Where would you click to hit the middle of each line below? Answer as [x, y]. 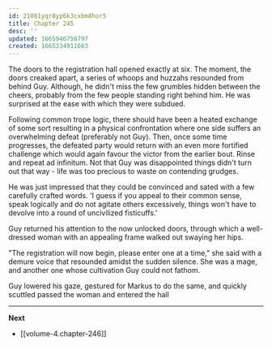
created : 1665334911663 [49, 46]
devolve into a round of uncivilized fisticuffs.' [83, 213]
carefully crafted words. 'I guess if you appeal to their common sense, [125, 196]
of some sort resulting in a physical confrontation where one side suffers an [135, 128]
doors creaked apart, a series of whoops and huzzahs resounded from [126, 78]
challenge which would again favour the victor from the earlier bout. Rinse [132, 154]
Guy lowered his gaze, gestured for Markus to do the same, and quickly [127, 286]
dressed [22, 237]
